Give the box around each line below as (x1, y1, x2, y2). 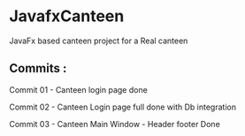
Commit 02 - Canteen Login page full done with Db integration (9, 102, 237, 112)
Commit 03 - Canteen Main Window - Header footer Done (9, 118, 221, 129)
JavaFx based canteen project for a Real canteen (9, 35, 188, 46)
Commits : (9, 61, 67, 76)
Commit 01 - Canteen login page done (9, 84, 148, 94)
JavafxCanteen (9, 6, 125, 26)
